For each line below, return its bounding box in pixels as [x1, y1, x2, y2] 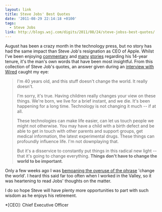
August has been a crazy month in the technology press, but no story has [5, 43, 152, 49]
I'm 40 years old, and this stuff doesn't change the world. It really [16, 78, 148, 84]
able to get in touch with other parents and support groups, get [16, 128, 143, 134]
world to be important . [16, 159, 63, 164]
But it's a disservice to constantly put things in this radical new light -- [16, 148, 157, 154]
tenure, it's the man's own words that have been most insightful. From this [5, 59, 153, 64]
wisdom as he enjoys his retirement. [5, 193, 77, 198]
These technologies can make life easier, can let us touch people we [16, 118, 154, 124]
